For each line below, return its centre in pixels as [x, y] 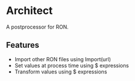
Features [23, 45]
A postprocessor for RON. [37, 27]
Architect [29, 11]
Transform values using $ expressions [61, 72]
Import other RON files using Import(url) [63, 59]
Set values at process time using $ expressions [72, 65]
